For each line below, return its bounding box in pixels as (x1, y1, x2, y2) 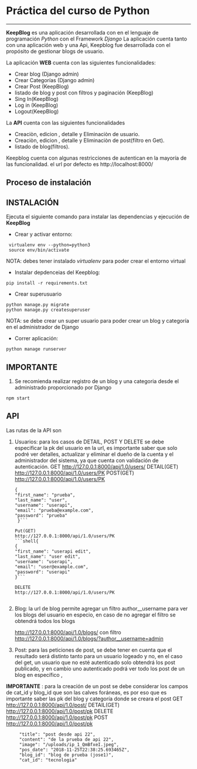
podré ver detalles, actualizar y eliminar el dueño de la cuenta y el (14, 450, 174, 458)
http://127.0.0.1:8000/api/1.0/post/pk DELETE (6, 707, 114, 714)
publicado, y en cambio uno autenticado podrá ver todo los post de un (14, 665, 185, 672)
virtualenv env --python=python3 (8, 242, 91, 248)
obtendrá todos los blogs (14, 617, 75, 624)
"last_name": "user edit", (14, 553, 81, 560)
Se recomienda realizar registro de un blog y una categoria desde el (14, 377, 179, 385)
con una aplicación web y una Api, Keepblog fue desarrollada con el (6, 41, 171, 48)
